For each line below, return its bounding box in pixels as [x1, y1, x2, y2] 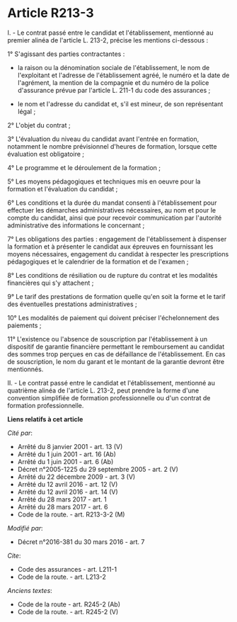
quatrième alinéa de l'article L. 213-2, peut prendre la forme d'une [7, 386, 200, 395]
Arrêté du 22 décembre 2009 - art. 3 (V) [17, 473, 136, 481]
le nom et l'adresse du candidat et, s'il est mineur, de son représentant [17, 99, 224, 108]
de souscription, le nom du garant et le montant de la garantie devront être [7, 357, 225, 366]
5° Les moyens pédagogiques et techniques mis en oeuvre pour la [7, 177, 201, 186]
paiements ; [7, 321, 42, 329]
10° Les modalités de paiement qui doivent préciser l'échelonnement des [7, 313, 219, 322]
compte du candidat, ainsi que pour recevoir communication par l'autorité [7, 213, 222, 222]
